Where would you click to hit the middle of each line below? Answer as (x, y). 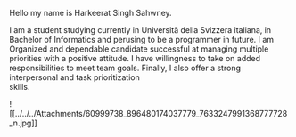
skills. (20, 87)
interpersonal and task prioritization (74, 77)
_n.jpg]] (23, 123)
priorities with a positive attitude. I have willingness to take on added (135, 58)
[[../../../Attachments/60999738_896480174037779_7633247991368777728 (148, 113)
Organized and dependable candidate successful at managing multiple (139, 49)
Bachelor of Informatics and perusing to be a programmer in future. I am (142, 40)
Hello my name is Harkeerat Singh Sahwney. (90, 13)
